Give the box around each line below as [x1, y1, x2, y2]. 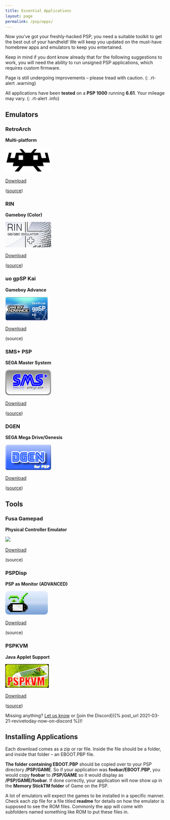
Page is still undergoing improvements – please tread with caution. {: [5, 75, 149, 81]
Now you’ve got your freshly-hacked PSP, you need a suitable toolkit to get [5, 34, 162, 40]
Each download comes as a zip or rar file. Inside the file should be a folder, [5, 746, 161, 752]
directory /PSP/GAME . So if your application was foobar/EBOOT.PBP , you [5, 767, 161, 773]
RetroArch [5, 125, 31, 132]
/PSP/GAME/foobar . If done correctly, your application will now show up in [5, 777, 162, 783]
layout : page [5, 13, 33, 19]
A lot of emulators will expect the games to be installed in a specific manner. [5, 793, 165, 799]
